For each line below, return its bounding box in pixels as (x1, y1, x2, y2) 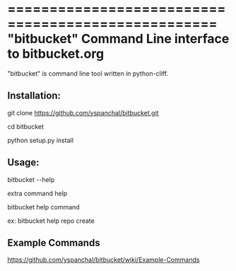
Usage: (7, 156, 40, 168)
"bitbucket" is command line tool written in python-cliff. (7, 69, 168, 78)
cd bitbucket (7, 122, 45, 131)
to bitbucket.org (7, 46, 105, 62)
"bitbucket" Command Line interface (7, 31, 230, 47)
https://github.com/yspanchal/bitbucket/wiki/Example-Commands (7, 255, 200, 264)
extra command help (7, 189, 68, 197)
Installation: (7, 90, 61, 102)
